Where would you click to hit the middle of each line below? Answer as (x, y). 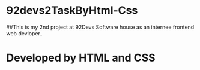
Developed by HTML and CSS (81, 58)
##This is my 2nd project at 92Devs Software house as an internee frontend (100, 27)
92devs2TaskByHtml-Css (72, 10)
